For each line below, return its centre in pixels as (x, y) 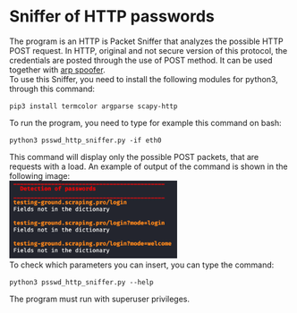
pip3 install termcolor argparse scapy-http (93, 106)
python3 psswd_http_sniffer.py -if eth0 (86, 140)
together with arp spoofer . (57, 70)
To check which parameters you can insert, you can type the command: (142, 265)
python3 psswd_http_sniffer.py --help (81, 283)
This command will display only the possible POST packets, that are (134, 156)
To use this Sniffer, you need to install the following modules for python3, (144, 79)
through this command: (52, 89)
